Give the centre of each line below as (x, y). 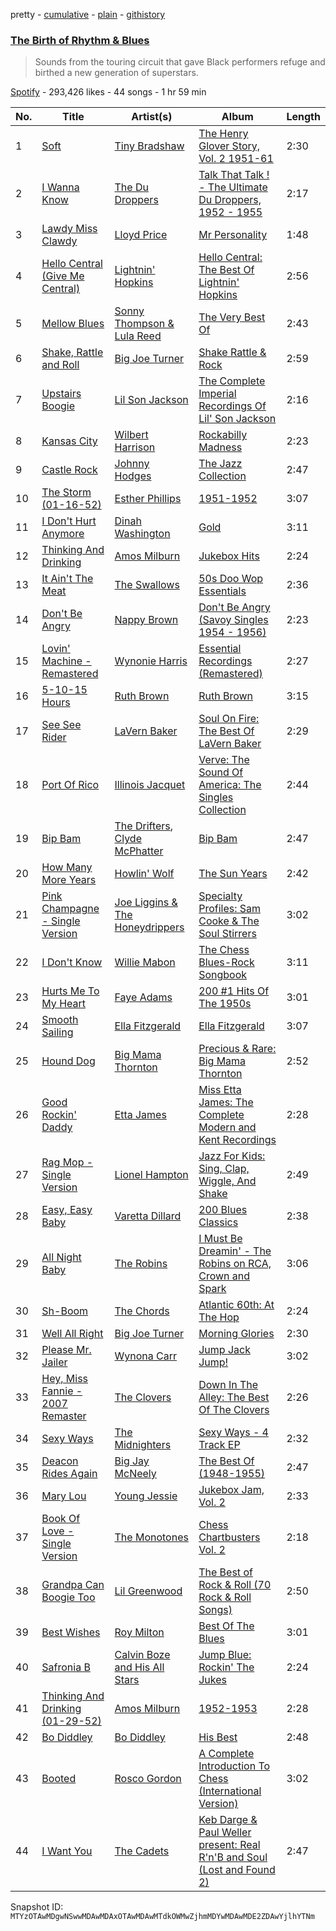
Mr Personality (233, 235)
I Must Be (220, 1239)
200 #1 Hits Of (234, 991)
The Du (131, 187)
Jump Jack (224, 1350)
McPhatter (139, 851)
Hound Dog (68, 1061)
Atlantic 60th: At (236, 1305)
